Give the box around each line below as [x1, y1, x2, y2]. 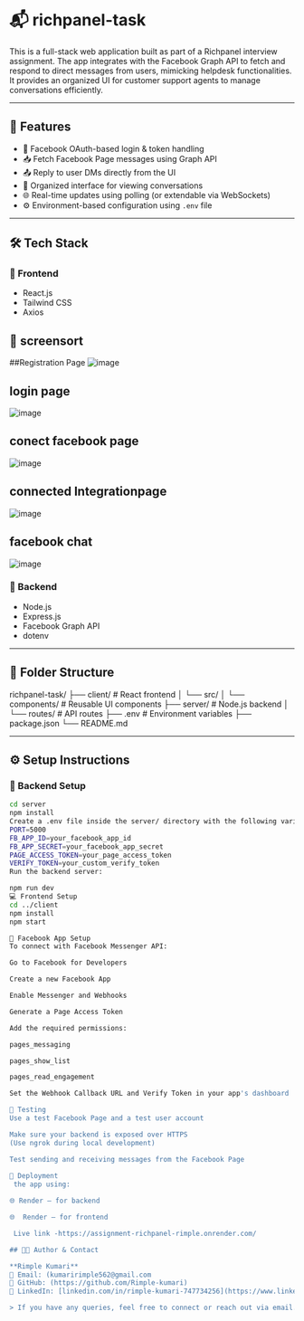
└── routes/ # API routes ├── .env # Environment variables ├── [9, 708, 252, 718]
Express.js [22, 611, 62, 622]
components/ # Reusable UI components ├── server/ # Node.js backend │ [9, 699, 290, 709]
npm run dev [9, 884, 54, 893]
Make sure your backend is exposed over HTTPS [9, 1130, 188, 1139]
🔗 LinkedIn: [9, 1287, 54, 1297]
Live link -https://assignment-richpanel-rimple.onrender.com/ [13, 1229, 257, 1238]
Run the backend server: [9, 868, 103, 877]
